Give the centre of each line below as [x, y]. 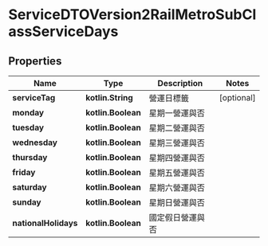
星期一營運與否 [177, 113]
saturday [30, 187]
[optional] [237, 98]
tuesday [28, 127]
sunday [27, 202]
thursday [30, 157]
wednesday [35, 143]
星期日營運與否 [177, 203]
